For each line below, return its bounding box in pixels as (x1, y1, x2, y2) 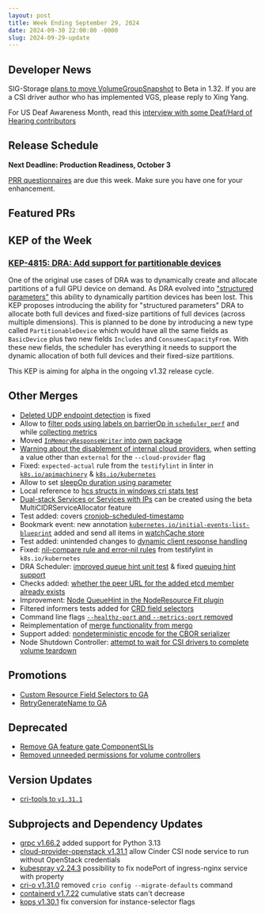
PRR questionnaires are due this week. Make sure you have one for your (8, 175, 244, 184)
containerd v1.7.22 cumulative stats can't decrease (19, 889, 185, 898)
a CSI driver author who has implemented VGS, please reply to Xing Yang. (8, 93, 249, 102)
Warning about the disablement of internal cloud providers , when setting (19, 444, 256, 453)
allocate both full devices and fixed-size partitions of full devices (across (8, 309, 245, 318)
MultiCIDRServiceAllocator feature (19, 503, 132, 512)
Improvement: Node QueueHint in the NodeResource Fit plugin (19, 595, 224, 605)
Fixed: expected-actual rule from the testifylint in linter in (19, 461, 214, 470)
